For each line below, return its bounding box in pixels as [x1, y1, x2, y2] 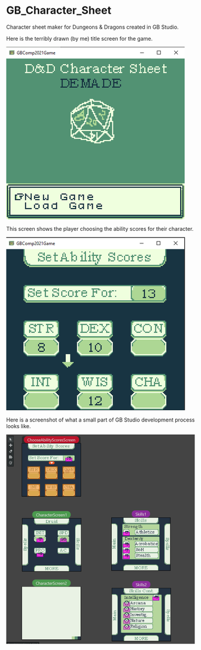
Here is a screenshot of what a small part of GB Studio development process [6, 416, 195, 423]
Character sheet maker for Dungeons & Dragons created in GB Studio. [6, 23, 179, 30]
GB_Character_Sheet [6, 4, 112, 17]
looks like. [6, 422, 31, 429]
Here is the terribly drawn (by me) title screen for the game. [6, 35, 153, 42]
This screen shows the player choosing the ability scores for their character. [6, 225, 194, 232]
